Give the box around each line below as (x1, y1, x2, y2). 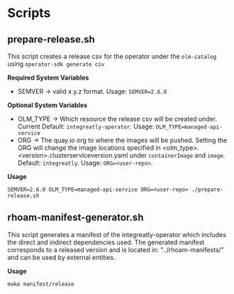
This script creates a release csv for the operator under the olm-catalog (7, 52, 217, 60)
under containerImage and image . (129, 151, 225, 159)
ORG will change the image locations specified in (17, 143, 161, 152)
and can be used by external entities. (7, 253, 116, 261)
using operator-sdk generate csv (7, 60, 105, 68)
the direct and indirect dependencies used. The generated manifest (7, 238, 205, 246)
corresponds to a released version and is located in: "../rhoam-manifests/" (7, 245, 225, 254)
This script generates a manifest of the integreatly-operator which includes (7, 230, 227, 239)
